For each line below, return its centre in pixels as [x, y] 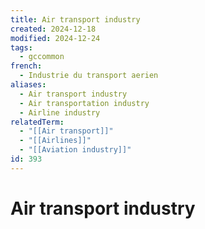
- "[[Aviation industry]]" [75, 150]
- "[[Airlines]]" [55, 141]
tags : [21, 47]
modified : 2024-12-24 [55, 38]
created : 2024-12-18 [53, 29]
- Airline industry [60, 112]
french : [26, 66]
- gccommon [42, 57]
